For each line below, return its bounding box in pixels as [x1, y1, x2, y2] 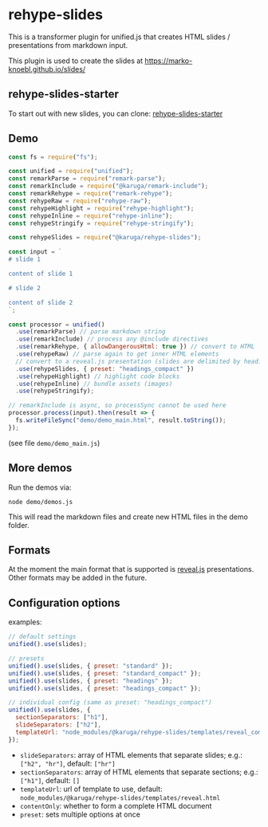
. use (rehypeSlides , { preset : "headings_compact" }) [15, 364, 195, 372]
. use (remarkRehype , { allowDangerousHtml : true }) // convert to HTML [15, 343, 255, 351]
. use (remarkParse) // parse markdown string [15, 328, 166, 336]
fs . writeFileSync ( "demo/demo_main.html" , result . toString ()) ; [15, 416, 227, 424]
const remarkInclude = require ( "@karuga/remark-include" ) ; [8, 182, 209, 191]
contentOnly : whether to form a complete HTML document [19, 801, 212, 810]
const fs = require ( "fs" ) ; [8, 153, 98, 161]
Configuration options [8, 596, 121, 609]
